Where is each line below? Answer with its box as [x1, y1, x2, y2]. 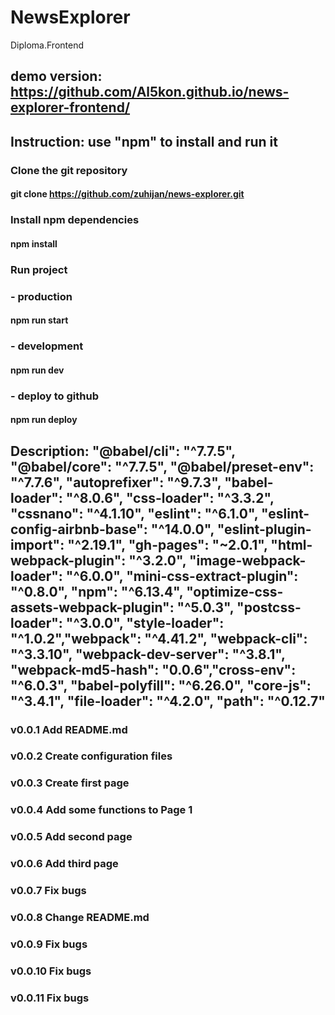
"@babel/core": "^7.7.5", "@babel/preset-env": [10, 458, 315, 475]
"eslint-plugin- [216, 521, 312, 538]
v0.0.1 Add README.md [10, 722, 128, 736]
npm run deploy [10, 414, 78, 426]
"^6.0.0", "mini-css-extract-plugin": [65, 567, 299, 585]
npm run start [10, 314, 69, 326]
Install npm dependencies [10, 213, 140, 227]
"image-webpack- [189, 552, 307, 569]
